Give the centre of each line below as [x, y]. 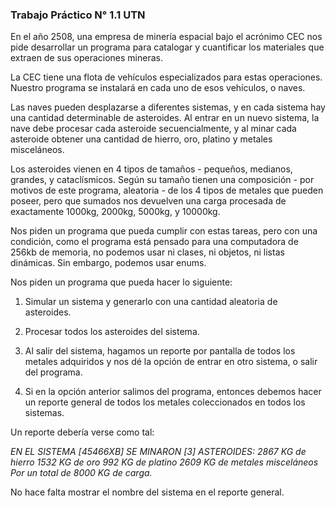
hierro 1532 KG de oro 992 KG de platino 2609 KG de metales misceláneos [164, 462]
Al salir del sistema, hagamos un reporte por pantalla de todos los [160, 351]
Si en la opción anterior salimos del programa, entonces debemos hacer [173, 392]
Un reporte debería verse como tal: [82, 432]
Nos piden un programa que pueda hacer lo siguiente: [121, 282]
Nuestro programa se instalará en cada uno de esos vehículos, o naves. [158, 88]
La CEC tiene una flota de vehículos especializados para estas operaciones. [166, 77]
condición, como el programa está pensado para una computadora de [154, 242]
